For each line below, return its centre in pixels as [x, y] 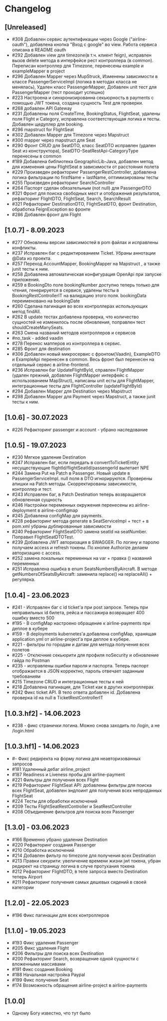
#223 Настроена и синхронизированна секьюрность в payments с [83, 98]
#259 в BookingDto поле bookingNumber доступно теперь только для [85, 285]
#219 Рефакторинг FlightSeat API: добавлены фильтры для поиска [82, 785]
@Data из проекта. [32, 258]
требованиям [26, 676]
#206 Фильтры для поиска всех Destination [58, 953]
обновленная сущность [37, 500]
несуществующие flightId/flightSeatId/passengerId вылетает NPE [80, 468]
